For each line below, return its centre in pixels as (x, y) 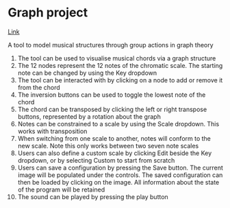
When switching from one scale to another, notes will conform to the (114, 138)
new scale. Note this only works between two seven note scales (108, 146)
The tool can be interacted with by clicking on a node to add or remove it (120, 80)
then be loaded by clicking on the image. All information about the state (118, 182)
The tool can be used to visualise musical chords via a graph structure (117, 58)
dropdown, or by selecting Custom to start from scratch (96, 160)
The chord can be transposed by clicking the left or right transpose (112, 109)
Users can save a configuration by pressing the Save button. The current (120, 167)
